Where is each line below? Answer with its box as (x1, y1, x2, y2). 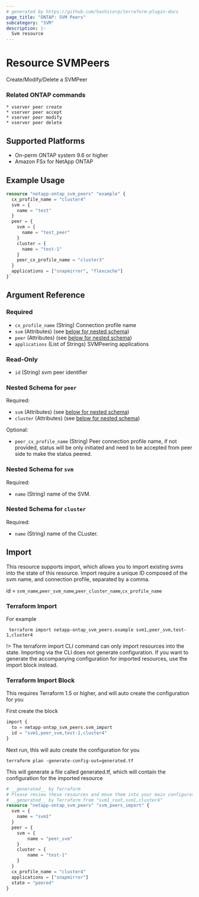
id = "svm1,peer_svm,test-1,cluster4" (11, 730, 108, 736)
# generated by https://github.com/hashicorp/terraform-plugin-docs (6, 8, 179, 15)
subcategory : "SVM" (6, 20, 54, 26)
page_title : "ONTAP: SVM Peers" (6, 14, 86, 20)
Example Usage (6, 175, 65, 185)
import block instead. (6, 661, 58, 668)
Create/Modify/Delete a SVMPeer (6, 76, 88, 83)
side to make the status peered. (14, 451, 92, 458)
